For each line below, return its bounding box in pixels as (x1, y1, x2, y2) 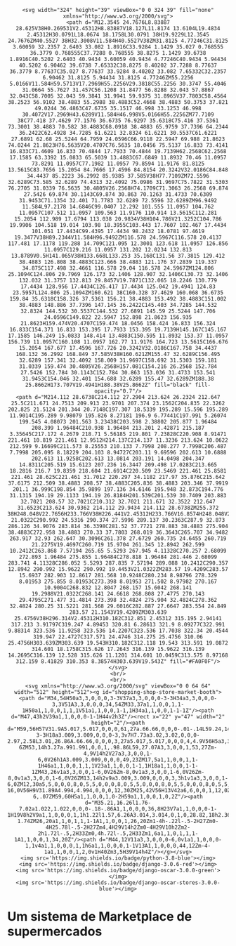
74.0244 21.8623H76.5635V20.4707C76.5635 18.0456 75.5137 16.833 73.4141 (8, 142, 228, 149)
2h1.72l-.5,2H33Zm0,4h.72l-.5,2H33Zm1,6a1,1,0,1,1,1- (37, 830, 199, 837)
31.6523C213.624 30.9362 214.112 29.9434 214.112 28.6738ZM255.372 (17, 504, 219, 511)
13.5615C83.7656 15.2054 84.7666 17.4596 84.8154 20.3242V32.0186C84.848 (8, 166, 228, 173)
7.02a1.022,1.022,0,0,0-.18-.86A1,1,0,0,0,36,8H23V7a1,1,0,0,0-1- (18, 806, 218, 813)
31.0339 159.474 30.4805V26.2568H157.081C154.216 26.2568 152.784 (18, 363, 218, 370)
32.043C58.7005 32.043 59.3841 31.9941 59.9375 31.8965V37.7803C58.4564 (9, 93, 227, 100)
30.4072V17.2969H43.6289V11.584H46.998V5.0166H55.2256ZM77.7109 (22, 111, 214, 118)
